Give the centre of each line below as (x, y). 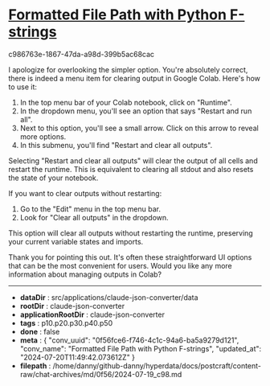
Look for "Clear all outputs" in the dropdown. (94, 217)
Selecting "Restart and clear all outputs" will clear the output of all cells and (133, 160)
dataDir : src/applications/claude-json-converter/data (109, 297)
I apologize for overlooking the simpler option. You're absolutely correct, (128, 69)
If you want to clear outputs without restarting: (85, 193)
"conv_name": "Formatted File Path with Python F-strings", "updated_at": (141, 348)
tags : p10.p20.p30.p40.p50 (66, 322)
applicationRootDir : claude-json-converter (92, 314)
